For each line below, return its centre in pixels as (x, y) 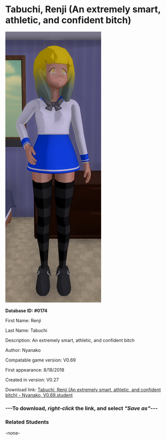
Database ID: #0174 (26, 310)
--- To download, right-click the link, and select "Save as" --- (82, 408)
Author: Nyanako (23, 350)
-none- (13, 433)
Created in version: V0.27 (32, 380)
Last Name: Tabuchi (26, 330)
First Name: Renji (23, 320)
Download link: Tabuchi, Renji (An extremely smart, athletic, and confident (83, 390)
